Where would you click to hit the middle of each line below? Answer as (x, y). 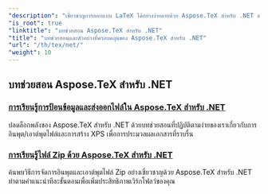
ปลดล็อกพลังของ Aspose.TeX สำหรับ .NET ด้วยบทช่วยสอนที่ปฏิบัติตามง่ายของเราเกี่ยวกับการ (133, 125)
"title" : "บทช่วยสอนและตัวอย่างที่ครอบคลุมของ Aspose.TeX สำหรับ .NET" (108, 38)
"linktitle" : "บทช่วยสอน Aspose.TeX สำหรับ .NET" (85, 30)
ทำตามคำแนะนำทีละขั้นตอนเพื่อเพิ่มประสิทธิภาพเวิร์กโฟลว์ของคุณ (92, 180)
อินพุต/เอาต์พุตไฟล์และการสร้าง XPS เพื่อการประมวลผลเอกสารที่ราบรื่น (101, 134)
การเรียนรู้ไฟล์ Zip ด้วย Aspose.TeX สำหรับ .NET (91, 154)
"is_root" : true (35, 23)
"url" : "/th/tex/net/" (46, 45)
